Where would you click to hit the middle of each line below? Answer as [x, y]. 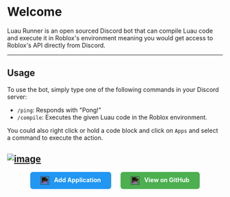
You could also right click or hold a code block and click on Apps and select [113, 130]
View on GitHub [167, 180]
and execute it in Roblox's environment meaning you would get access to [110, 37]
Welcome [35, 12]
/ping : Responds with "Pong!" [59, 110]
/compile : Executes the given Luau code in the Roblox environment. [112, 117]
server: [17, 97]
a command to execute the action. [55, 138]
